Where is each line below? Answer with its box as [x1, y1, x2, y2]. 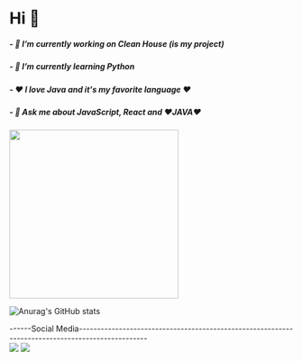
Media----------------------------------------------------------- [55, 323, 294, 334]
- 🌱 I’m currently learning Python [9, 61, 135, 72]
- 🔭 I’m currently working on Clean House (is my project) [9, 38, 224, 49]
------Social [9, 323, 54, 334]
